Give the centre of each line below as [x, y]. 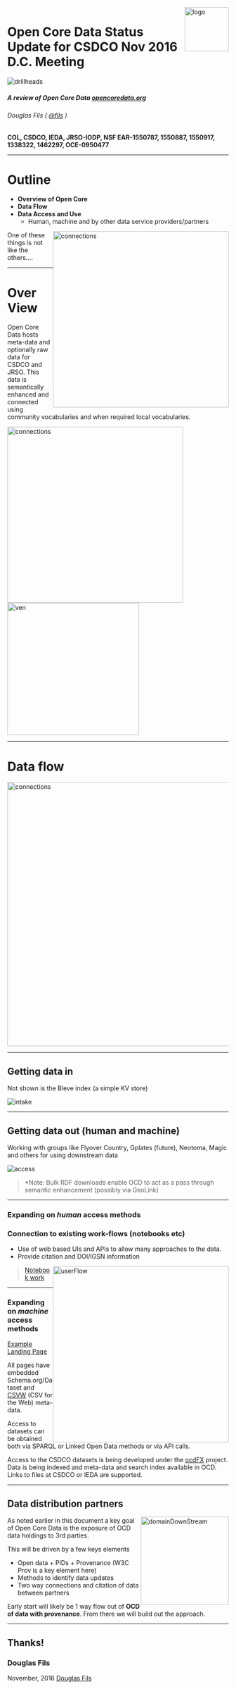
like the [18, 250]
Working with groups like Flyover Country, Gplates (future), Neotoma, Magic [117, 1147]
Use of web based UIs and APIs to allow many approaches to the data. [119, 1249]
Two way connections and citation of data [78, 1585]
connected [23, 402]
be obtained [25, 1439]
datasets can [26, 1431]
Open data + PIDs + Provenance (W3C [73, 1563]
